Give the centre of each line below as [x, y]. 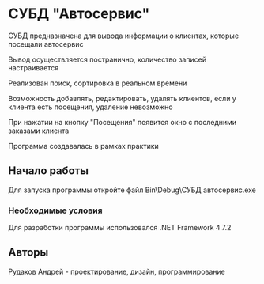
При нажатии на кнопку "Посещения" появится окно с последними [123, 122]
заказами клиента [39, 131]
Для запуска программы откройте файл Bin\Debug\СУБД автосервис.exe [132, 190]
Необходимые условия [55, 210]
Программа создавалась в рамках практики [84, 146]
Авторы [28, 253]
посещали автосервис [46, 44]
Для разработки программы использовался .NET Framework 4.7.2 [120, 228]
